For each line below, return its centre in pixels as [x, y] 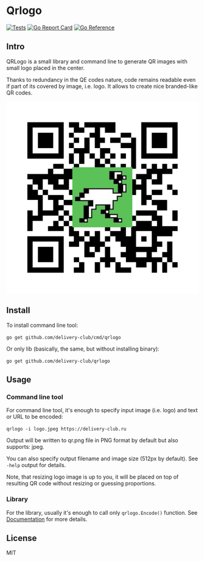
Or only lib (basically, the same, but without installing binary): [83, 349]
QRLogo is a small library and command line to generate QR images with [97, 61]
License [22, 538]
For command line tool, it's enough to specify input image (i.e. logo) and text [102, 410]
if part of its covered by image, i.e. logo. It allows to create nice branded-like [102, 86]
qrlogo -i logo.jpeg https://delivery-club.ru [66, 429]
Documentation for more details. [47, 519]
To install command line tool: [42, 325]
